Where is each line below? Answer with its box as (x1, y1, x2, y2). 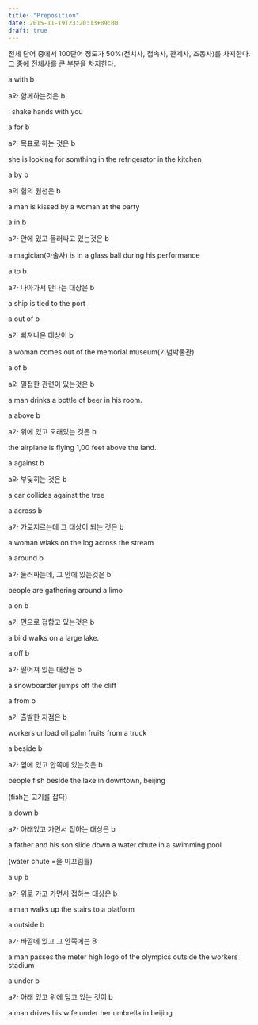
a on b (8, 601, 29, 610)
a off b (8, 648, 30, 658)
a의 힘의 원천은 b (8, 186, 61, 196)
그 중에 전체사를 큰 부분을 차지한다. (8, 59, 116, 68)
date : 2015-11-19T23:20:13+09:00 (8, 19, 119, 27)
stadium (8, 961, 35, 970)
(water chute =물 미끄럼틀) (8, 857, 93, 866)
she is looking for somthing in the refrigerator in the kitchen (8, 155, 202, 164)
